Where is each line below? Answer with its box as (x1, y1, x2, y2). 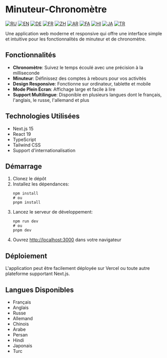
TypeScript (12, 136, 36, 142)
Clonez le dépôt (12, 176, 47, 182)
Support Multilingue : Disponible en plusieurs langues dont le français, (12, 91, 162, 98)
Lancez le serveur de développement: (12, 209, 93, 215)
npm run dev (12, 219, 38, 224)
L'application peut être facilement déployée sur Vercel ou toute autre (5, 265, 150, 271)
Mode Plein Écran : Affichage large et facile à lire (12, 86, 115, 92)
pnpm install (12, 200, 41, 205)
